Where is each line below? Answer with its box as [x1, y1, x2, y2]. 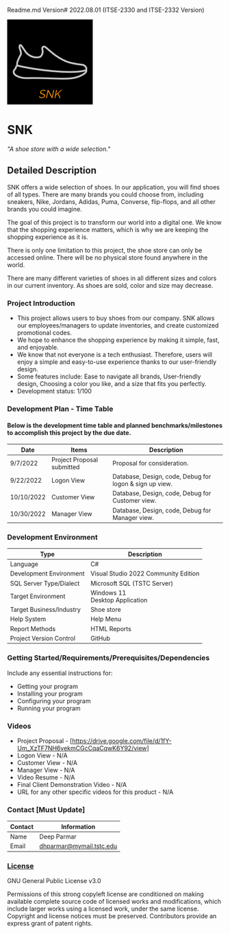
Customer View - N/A [16, 759, 77, 767]
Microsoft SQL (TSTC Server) [90, 579, 173, 587]
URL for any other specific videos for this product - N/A [16, 788, 174, 796]
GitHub [90, 634, 111, 642]
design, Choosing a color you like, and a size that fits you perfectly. [16, 380, 207, 388]
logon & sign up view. [112, 480, 173, 488]
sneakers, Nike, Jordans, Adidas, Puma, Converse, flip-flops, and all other [7, 197, 216, 205]
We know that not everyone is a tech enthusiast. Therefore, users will [16, 350, 212, 359]
